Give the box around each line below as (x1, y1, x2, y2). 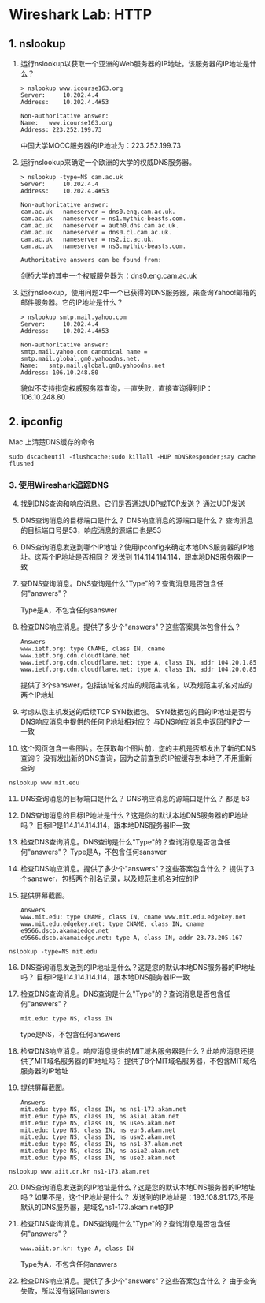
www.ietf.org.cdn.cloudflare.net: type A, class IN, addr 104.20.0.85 (20, 665, 257, 674)
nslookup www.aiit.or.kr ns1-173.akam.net (9, 1168, 150, 1176)
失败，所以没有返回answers (20, 1286, 111, 1296)
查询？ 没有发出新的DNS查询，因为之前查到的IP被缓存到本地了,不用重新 (20, 754, 252, 763)
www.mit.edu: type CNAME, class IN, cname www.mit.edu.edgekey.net (20, 913, 246, 921)
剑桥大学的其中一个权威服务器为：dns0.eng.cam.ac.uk (20, 271, 197, 280)
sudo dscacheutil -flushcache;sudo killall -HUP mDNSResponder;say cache (9, 452, 256, 461)
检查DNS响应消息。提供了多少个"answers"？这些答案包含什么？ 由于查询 (20, 1276, 257, 1286)
